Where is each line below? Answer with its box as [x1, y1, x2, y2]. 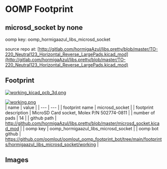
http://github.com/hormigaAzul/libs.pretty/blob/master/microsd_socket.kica [5, 120, 160, 126]
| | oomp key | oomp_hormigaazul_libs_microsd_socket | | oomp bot [20, 125, 159, 131]
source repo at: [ [5, 46, 39, 52]
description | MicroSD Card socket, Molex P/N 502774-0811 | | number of [5, 109, 155, 115]
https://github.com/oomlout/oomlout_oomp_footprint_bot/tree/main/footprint [5, 136, 162, 142]
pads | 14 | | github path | [5, 115, 57, 121]
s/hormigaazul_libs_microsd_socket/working [5, 141, 96, 147]
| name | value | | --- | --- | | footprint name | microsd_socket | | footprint [5, 104, 154, 110]
